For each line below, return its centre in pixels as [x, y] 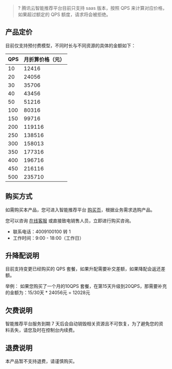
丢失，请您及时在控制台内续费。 [43, 330]
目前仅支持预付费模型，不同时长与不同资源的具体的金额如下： [71, 45]
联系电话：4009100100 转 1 [42, 231]
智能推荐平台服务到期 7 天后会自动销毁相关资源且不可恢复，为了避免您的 [82, 324]
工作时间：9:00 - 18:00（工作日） [48, 238]
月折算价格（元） [44, 60]
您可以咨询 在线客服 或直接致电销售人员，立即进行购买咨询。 [70, 221]
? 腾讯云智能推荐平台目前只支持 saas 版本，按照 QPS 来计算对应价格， [92, 8]
